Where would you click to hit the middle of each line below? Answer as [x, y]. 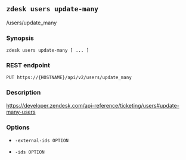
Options [18, 127]
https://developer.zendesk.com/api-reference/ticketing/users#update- [93, 105]
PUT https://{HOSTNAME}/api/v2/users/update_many [69, 78]
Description [24, 93]
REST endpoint [28, 65]
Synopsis [20, 38]
